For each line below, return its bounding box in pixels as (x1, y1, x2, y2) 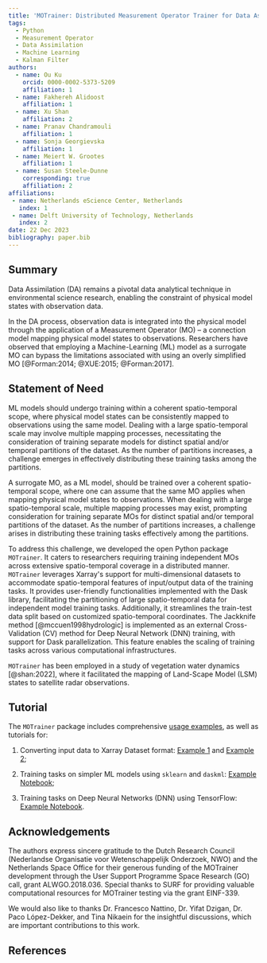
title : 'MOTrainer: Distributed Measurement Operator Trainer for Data (8, 11, 250, 20)
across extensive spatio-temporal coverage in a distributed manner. (8, 560, 230, 570)
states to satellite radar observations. (8, 677, 130, 687)
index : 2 (18, 219, 48, 227)
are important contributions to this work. (8, 921, 141, 930)
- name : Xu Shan (15, 108, 69, 116)
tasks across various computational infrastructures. (8, 645, 177, 655)
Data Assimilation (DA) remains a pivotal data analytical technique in (8, 284, 231, 294)
